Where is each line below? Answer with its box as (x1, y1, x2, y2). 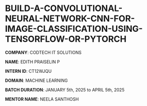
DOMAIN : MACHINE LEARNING (5, 78, 68, 83)
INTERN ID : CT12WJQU (5, 68, 52, 74)
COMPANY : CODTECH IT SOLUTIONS (5, 49, 82, 55)
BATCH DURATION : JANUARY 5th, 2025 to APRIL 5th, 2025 (5, 87, 125, 93)
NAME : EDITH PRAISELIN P (5, 59, 60, 65)
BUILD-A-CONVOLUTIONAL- (5, 3, 123, 14)
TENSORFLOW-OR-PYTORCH (5, 34, 127, 45)
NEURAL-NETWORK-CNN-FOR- (5, 13, 135, 24)
